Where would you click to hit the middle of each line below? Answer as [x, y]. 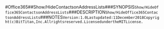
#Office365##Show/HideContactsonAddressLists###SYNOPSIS [70, 7]
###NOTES [51, 17]
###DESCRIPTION [87, 12]
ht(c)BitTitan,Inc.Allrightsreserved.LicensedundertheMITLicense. [74, 22]
